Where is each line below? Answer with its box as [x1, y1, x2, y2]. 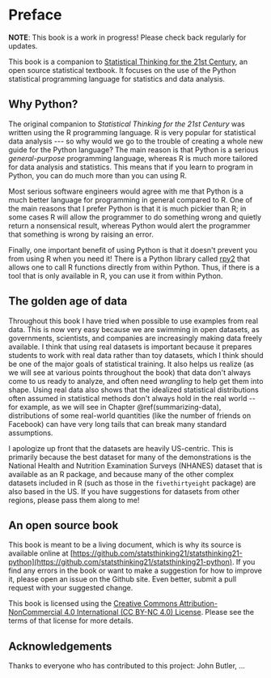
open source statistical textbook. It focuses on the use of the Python [8, 65, 237, 75]
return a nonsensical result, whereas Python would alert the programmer [8, 220, 251, 230]
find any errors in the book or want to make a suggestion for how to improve [8, 565, 263, 576]
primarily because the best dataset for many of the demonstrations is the [8, 452, 252, 462]
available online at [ [8, 548, 74, 558]
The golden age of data [8, 294, 128, 309]
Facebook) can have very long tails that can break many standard [8, 419, 227, 429]
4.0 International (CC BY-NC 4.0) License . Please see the [64, 608, 255, 617]
